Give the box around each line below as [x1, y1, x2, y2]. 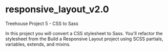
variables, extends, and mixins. [5, 41, 71, 47]
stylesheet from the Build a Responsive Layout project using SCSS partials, [5, 36, 163, 42]
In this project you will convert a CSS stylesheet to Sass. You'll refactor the [5, 30, 163, 36]
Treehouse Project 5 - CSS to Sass [5, 20, 78, 27]
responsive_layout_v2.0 [5, 4, 109, 15]
